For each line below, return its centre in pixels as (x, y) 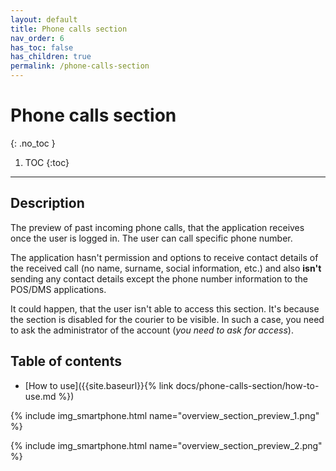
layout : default (44, 19)
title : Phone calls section (69, 29)
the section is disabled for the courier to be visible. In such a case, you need (167, 319)
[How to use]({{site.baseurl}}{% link (99, 385)
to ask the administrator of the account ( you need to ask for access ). (152, 330)
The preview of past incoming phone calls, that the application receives (157, 227)
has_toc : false (42, 47)
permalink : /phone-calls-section (80, 66)
